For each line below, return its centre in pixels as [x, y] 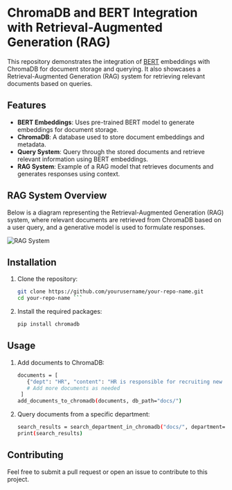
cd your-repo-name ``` [50, 298]
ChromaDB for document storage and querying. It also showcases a [104, 69]
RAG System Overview [57, 196]
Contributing [35, 455]
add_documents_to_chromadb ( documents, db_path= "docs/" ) [99, 401]
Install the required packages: [60, 312]
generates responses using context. [69, 174]
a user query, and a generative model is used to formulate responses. [106, 227]
